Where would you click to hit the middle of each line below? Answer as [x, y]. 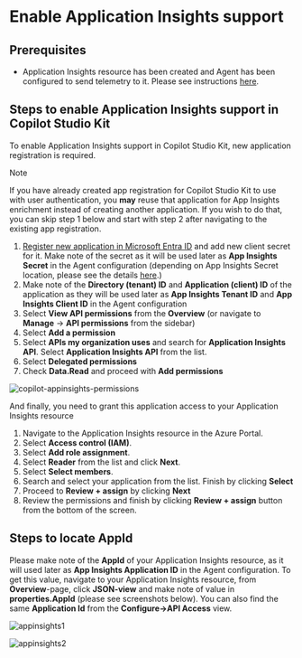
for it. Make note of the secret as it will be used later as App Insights [150, 256]
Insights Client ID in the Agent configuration [105, 304]
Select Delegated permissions [80, 361]
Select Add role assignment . [76, 452]
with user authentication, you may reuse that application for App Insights [145, 200]
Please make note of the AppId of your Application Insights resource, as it [146, 560]
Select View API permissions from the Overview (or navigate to [142, 313]
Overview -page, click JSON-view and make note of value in [122, 588]
